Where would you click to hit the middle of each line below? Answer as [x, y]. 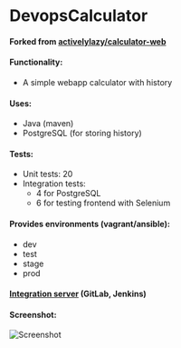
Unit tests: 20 [48, 174]
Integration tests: [54, 184]
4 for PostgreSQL [68, 194]
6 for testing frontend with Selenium [103, 203]
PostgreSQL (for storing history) [82, 134]
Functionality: [36, 62]
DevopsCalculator [79, 16]
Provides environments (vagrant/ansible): [90, 224]
